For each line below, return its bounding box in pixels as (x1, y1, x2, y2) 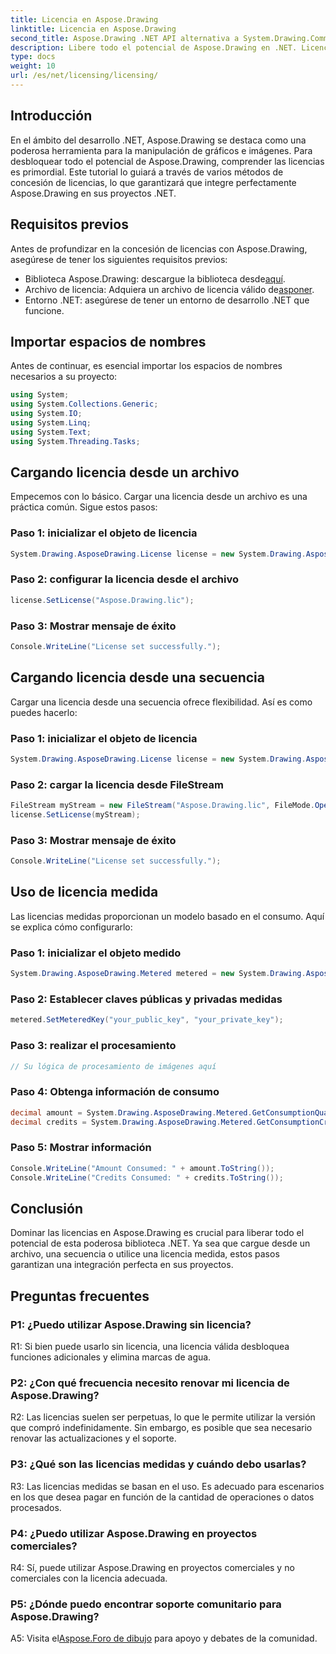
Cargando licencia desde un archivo (10, 464, 240, 481)
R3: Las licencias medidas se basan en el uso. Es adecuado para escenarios (10, 1480, 325, 1492)
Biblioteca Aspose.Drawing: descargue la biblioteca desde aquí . (24, 272, 286, 285)
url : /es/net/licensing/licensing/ (10, 71, 159, 81)
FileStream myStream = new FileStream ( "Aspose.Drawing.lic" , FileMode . (10, 801, 315, 811)
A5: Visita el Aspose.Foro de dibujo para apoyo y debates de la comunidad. (10, 1632, 318, 1645)
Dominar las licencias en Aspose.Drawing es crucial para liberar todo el (10, 1227, 305, 1239)
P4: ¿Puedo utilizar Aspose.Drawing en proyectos (10, 1526, 258, 1540)
